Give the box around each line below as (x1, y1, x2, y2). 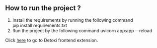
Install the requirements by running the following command (12, 17, 133, 23)
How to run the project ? (5, 4, 81, 12)
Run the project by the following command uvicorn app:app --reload (12, 27, 153, 34)
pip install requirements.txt (12, 22, 67, 28)
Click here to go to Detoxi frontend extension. (5, 37, 98, 43)
